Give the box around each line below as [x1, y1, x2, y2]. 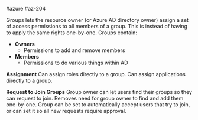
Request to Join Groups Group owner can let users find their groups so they [6, 89, 192, 95]
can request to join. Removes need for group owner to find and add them [6, 95, 184, 102]
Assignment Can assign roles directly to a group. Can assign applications [6, 71, 186, 77]
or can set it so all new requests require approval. [6, 108, 126, 114]
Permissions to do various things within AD [23, 59, 128, 66]
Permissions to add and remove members [23, 47, 125, 54]
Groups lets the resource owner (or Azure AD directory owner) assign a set [6, 17, 189, 23]
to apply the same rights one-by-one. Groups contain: [6, 29, 138, 36]
